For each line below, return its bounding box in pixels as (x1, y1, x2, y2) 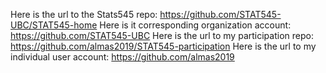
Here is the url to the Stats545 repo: (10, 9, 158, 20)
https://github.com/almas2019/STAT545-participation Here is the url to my (10, 40, 317, 52)
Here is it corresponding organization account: (99, 19, 292, 31)
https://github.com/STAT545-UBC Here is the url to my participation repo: (10, 30, 314, 41)
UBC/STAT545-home (10, 19, 98, 31)
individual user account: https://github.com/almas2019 (10, 51, 235, 63)
